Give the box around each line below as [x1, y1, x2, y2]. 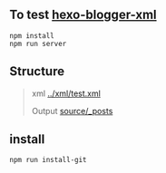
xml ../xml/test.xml [31, 88, 102, 99]
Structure [9, 63, 65, 80]
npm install [9, 31, 54, 40]
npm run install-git [9, 156, 88, 165]
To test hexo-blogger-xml [9, 7, 157, 23]
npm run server [9, 39, 67, 48]
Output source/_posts [31, 105, 113, 116]
